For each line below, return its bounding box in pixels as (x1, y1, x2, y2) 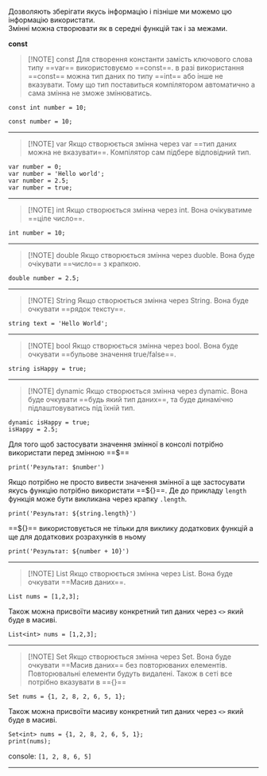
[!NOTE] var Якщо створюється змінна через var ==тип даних (27, 139, 237, 148)
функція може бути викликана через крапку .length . (8, 494, 188, 504)
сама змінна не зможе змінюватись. (27, 88, 153, 98)
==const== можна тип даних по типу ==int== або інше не (27, 72, 224, 80)
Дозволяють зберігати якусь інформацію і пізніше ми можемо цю (8, 7, 232, 16)
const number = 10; (8, 118, 73, 126)
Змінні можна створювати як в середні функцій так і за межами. (8, 24, 228, 33)
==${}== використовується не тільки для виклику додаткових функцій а (8, 524, 254, 532)
